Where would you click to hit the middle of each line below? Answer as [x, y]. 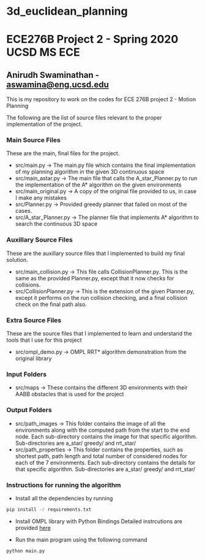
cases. [24, 211]
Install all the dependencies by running [64, 498]
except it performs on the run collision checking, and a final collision [101, 297]
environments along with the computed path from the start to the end [102, 430]
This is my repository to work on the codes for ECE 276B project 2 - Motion [101, 99]
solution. [17, 259]
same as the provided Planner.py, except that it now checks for [95, 278]
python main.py [26, 551]
